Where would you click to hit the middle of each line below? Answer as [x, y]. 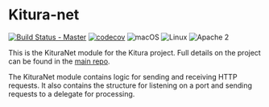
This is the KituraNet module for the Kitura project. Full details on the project [135, 52]
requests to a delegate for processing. [72, 93]
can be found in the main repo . [59, 61]
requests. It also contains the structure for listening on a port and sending [130, 85]
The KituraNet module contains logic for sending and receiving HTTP [123, 76]
